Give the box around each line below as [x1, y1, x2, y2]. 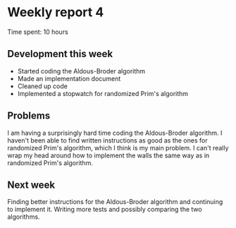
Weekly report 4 [7, 4, 104, 20]
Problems [7, 110, 51, 122]
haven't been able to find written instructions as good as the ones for [7, 136, 208, 145]
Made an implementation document [17, 74, 121, 83]
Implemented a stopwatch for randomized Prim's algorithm [17, 89, 189, 97]
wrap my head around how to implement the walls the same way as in [7, 151, 210, 160]
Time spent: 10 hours [7, 28, 68, 36]
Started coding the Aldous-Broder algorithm [17, 66, 146, 75]
